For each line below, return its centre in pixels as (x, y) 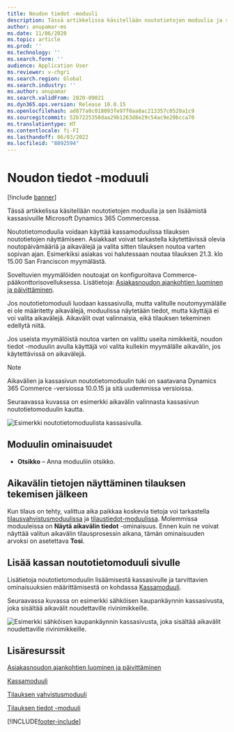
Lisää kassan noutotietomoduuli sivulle (94, 563)
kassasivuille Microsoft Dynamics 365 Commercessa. (84, 218)
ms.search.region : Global (45, 79)
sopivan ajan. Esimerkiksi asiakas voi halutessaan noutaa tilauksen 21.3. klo (115, 254)
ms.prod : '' (24, 46)
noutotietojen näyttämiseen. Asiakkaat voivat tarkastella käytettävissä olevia (116, 239)
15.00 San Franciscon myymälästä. (57, 262)
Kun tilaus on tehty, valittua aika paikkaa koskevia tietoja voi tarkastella (109, 511)
